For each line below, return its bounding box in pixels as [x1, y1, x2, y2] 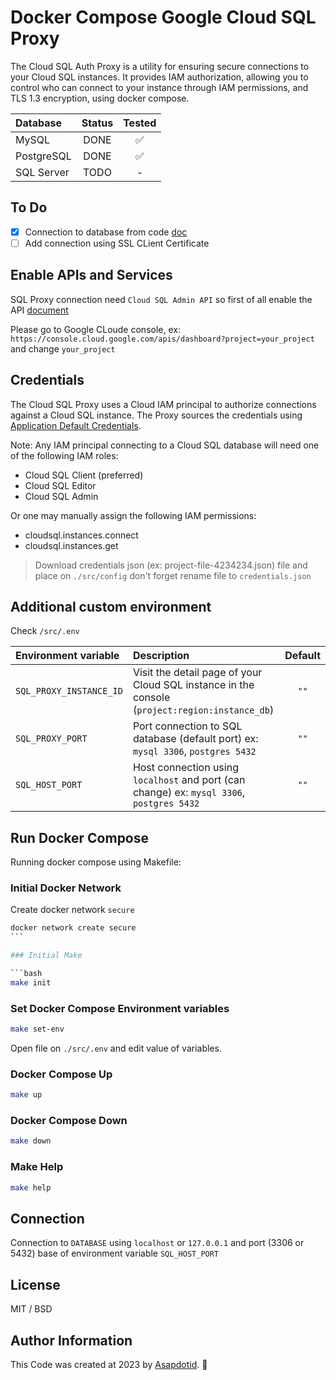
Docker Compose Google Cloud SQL [10, 6, 317, 29]
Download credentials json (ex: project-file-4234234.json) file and [34, 559, 308, 571]
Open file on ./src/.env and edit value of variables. [10, 1042, 222, 1054]
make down [10, 1136, 52, 1146]
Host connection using [132, 761, 239, 775]
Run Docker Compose [10, 829, 150, 846]
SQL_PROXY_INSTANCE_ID [15, 686, 123, 697]
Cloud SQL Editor [24, 479, 97, 491]
